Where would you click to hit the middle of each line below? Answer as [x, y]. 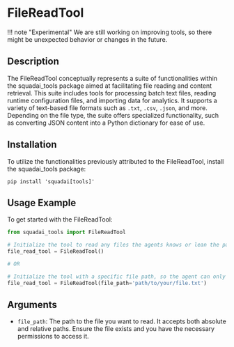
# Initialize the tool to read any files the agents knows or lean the [113, 245]
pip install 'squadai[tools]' [51, 182]
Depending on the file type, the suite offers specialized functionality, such [113, 115]
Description [33, 62]
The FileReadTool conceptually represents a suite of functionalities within [112, 78]
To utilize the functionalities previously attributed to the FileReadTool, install [116, 161]
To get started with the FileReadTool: [60, 219]
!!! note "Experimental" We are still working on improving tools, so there [110, 32]
